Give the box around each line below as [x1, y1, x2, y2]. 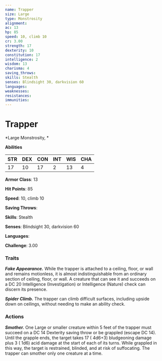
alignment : [5, 20, 27, 26]
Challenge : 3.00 [5, 243, 38, 248]
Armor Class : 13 [5, 176, 38, 183]
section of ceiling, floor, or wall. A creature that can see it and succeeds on [5, 276, 156, 282]
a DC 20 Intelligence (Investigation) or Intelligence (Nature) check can [5, 281, 145, 287]
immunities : [5, 98, 29, 103]
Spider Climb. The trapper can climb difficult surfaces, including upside [5, 296, 150, 302]
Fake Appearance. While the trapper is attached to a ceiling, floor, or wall [5, 266, 154, 272]
